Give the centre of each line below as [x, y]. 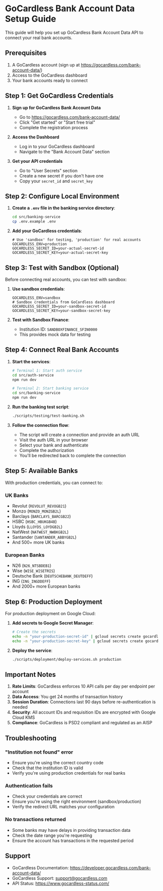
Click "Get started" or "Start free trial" [57, 122]
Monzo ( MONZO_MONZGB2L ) [36, 511]
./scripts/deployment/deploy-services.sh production [67, 659]
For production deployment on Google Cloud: [50, 614]
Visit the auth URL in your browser [54, 440]
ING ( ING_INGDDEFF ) [31, 581]
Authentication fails [29, 786]
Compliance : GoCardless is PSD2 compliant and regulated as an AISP [82, 723]
